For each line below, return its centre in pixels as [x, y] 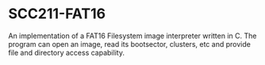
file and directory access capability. [67, 52]
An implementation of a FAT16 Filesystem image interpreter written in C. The [132, 36]
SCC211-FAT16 [57, 14]
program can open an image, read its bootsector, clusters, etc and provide [130, 44]
